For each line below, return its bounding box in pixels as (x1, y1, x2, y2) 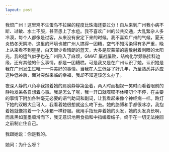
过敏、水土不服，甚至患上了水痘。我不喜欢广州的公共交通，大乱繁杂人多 (14, 28, 164, 34)
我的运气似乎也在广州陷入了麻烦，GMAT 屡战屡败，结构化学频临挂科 (14, 53, 156, 59)
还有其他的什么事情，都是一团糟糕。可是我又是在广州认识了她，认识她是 (14, 59, 164, 65)
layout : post (5, 7, 33, 13)
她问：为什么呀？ (5, 141, 41, 147)
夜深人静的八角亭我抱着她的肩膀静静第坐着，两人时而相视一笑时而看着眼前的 (5, 82, 164, 88)
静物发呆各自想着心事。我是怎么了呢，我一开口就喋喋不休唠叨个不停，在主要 (5, 89, 164, 95)
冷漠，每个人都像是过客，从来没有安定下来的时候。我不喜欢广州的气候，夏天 (5, 34, 164, 40)
